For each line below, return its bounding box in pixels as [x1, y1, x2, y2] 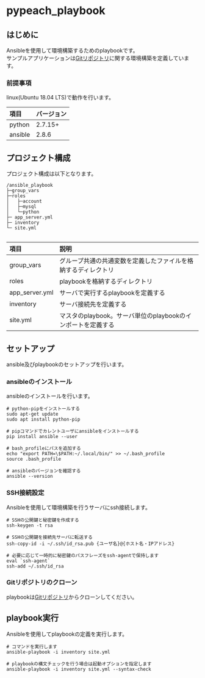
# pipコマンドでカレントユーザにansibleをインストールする [6, 428, 139, 435]
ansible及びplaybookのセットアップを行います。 [6, 361, 128, 368]
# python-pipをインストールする [6, 406, 81, 412]
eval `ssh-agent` [6, 558, 51, 564]
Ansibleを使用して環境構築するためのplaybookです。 [6, 47, 138, 54]
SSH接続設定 [6, 489, 45, 497]
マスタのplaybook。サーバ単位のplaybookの [59, 312, 186, 320]
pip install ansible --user [6, 434, 78, 440]
